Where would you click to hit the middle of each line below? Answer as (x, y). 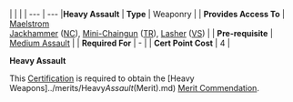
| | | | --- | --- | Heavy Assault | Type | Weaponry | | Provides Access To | (147, 14)
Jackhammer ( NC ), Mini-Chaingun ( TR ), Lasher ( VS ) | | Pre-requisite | (141, 33)
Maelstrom (30, 24)
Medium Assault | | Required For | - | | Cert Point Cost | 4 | (120, 43)
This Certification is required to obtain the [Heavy (102, 78)
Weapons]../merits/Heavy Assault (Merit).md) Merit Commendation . (134, 88)
